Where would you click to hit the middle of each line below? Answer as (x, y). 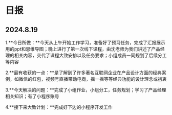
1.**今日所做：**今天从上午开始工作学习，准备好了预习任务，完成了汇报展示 (85, 42)
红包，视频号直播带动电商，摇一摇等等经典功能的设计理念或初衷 (99, 79)
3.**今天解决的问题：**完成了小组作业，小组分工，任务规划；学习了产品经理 (86, 90)
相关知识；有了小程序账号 (32, 96)
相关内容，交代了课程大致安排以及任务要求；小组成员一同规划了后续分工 (90, 55)
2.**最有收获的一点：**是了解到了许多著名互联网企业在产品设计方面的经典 (84, 73)
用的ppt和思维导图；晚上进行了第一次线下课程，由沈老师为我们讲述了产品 (83, 49)
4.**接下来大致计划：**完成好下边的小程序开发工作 (59, 107)
